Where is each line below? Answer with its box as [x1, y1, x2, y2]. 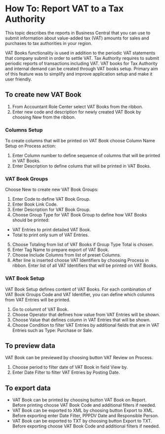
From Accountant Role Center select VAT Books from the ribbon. [12, 103, 143, 109]
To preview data [5, 342, 56, 350]
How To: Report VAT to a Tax [5, 3, 124, 14]
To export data [5, 384, 51, 392]
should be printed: [12, 217, 50, 223]
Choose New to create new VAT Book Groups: [5, 186, 99, 193]
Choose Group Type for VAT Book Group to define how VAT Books [12, 212, 147, 218]
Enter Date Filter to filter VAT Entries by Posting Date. [12, 369, 120, 376]
